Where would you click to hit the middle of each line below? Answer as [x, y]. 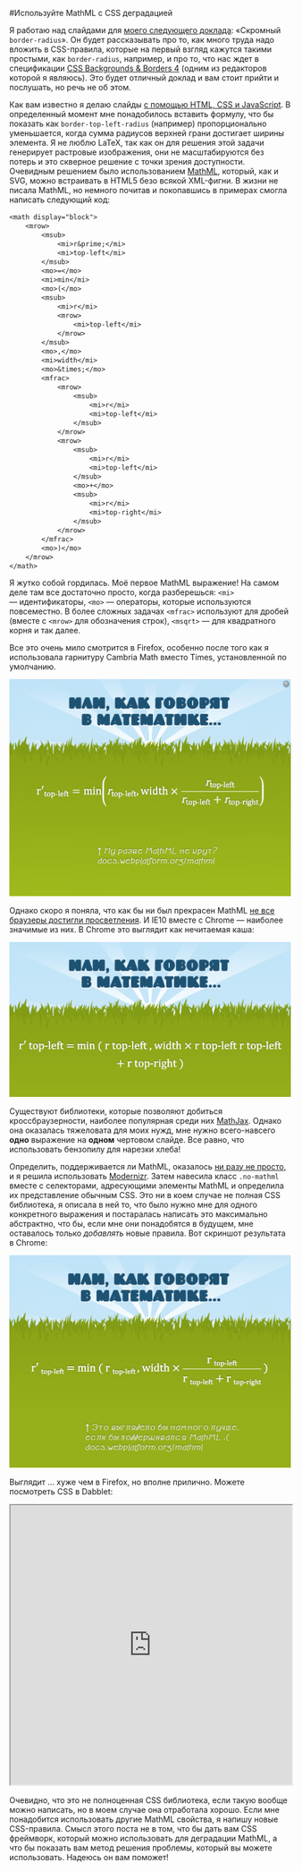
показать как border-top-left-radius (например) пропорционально [138, 123]
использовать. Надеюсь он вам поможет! [89, 1858]
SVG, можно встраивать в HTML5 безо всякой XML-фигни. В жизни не [144, 181]
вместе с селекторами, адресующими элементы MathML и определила [147, 1186]
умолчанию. [33, 667]
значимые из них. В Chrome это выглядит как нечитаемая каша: [132, 930]
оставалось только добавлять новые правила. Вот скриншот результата [147, 1233]
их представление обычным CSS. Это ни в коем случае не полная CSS [145, 1195]
